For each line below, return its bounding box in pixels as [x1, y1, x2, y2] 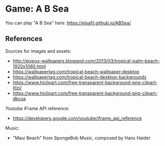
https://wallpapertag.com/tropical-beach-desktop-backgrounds [12, 74, 147, 80]
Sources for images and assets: [5, 48, 72, 54]
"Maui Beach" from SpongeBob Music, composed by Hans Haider [12, 135, 151, 141]
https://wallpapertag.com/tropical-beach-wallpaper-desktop [12, 68, 140, 75]
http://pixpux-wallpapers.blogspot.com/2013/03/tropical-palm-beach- [12, 58, 160, 64]
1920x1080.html [12, 63, 46, 69]
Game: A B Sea [5, 3, 69, 15]
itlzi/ [12, 85, 22, 91]
